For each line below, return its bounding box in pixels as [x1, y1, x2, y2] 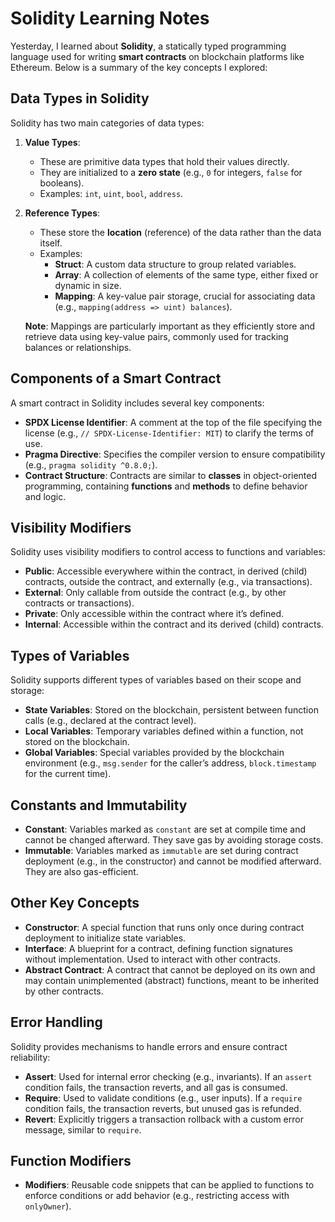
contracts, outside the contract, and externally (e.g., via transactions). [24, 576, 313, 588]
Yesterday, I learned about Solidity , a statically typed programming [10, 40, 287, 52]
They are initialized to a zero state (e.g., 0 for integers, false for [39, 166, 303, 178]
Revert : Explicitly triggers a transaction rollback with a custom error [24, 1113, 304, 1125]
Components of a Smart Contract [10, 370, 222, 387]
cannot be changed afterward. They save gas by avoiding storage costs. [24, 834, 324, 846]
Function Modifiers [10, 1153, 132, 1170]
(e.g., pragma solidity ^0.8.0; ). [24, 458, 158, 471]
